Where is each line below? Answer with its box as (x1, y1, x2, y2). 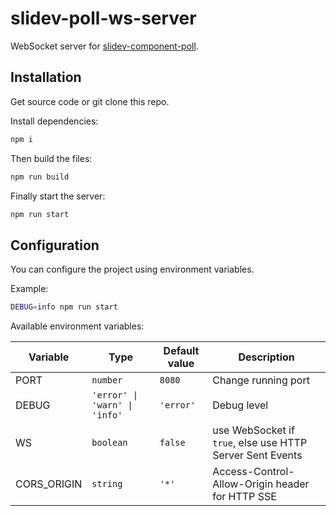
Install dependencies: (10, 115, 99, 127)
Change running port (212, 373, 310, 387)
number (91, 375, 123, 386)
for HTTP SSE (212, 490, 277, 504)
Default (163, 344, 200, 358)
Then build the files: (10, 152, 93, 164)
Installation (10, 69, 82, 86)
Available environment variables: (10, 320, 145, 332)
